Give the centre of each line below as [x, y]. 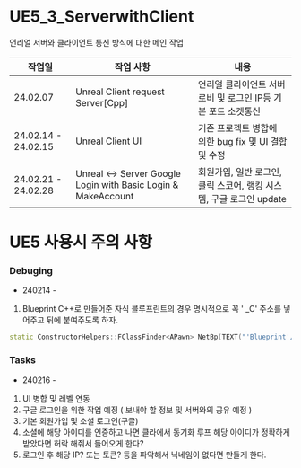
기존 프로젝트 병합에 [237, 128]
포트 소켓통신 [235, 111]
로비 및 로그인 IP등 [234, 98]
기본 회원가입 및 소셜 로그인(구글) [80, 420]
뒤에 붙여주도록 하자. [82, 320]
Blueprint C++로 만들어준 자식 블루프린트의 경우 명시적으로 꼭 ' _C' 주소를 [152, 309]
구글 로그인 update [249, 199]
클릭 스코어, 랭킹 [230, 185]
